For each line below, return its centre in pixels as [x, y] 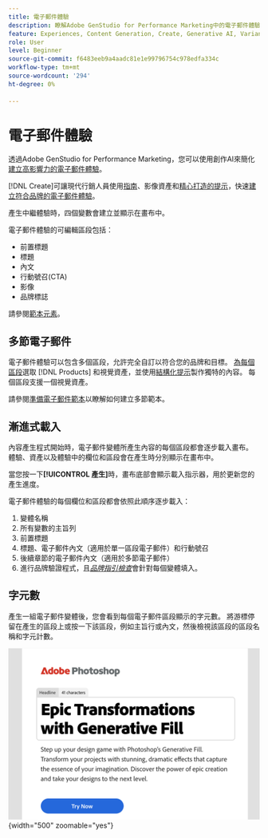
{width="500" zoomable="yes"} [61, 825]
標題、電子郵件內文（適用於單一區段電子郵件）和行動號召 [114, 548]
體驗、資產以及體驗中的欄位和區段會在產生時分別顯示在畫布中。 [113, 457]
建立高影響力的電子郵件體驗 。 [57, 169]
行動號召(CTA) [43, 277]
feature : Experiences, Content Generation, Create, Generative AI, [123, 34]
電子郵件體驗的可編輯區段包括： [61, 230]
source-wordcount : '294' [49, 76]
